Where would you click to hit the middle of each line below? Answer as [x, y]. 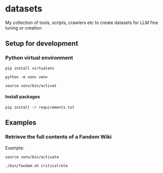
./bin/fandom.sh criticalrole [37, 165]
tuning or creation [23, 27]
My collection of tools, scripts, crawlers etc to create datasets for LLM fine [82, 22]
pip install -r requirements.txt [40, 107]
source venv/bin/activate [32, 157]
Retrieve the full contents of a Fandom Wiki [59, 137]
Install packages [23, 97]
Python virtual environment [39, 58]
